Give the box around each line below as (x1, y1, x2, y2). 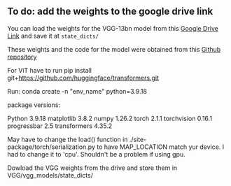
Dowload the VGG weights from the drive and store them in (7, 164, 178, 172)
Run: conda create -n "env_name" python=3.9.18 (7, 87, 147, 95)
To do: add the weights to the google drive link (7, 6, 213, 17)
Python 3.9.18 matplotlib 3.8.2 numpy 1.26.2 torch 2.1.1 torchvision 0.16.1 (7, 114, 212, 122)
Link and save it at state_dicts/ (7, 31, 99, 40)
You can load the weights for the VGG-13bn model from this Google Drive (7, 24, 218, 32)
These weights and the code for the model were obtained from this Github (7, 45, 221, 53)
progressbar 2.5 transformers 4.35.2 (7, 122, 113, 130)
